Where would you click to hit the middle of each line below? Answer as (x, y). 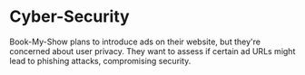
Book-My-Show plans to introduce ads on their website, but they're (135, 42)
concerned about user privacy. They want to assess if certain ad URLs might (152, 51)
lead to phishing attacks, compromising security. (100, 61)
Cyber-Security (69, 17)
